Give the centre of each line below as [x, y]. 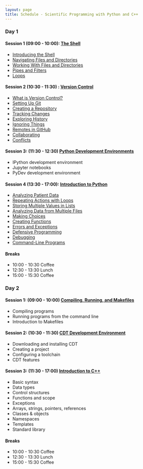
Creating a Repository [34, 108]
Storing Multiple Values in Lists [44, 206]
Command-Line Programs [39, 243]
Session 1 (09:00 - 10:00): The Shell [43, 44]
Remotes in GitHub [31, 129]
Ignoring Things [28, 124]
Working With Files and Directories [48, 65]
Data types [24, 387]
